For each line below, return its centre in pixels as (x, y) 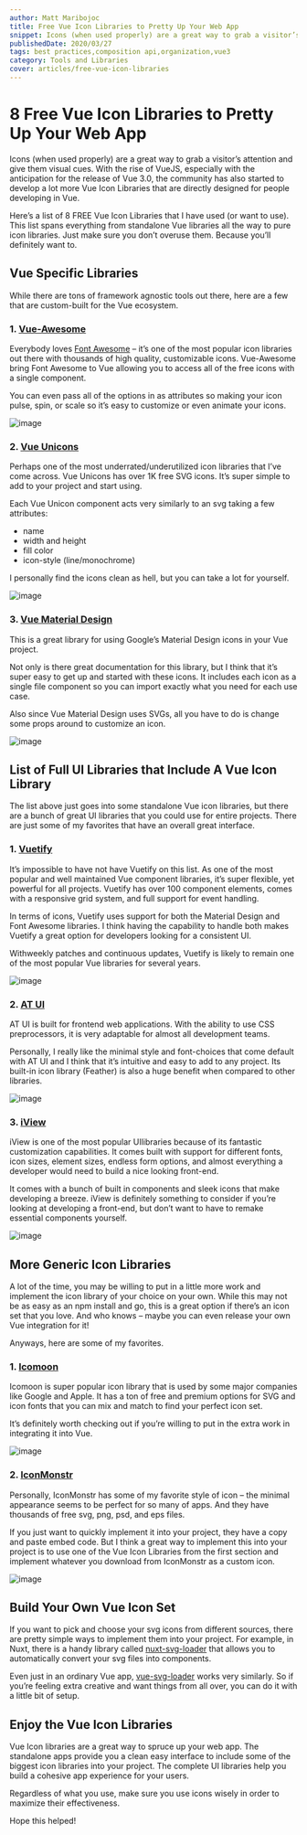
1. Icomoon (34, 1366)
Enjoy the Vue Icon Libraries (91, 1724)
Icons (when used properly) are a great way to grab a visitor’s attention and (151, 159)
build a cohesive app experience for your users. (100, 1776)
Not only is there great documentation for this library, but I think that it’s (144, 667)
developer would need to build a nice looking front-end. (114, 1171)
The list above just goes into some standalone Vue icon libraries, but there (149, 806)
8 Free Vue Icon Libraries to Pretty (142, 114)
